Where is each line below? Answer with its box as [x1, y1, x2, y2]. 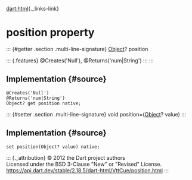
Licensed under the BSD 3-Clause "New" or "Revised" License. [6, 160, 162, 168]
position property [6, 26, 95, 39]
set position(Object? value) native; [6, 144, 100, 150]
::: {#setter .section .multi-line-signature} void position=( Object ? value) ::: [6, 110, 187, 118]
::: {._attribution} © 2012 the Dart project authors [6, 154, 125, 161]
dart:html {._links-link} [6, 5, 60, 12]
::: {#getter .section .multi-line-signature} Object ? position [6, 45, 148, 52]
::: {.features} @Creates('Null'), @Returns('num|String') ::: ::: [6, 56, 154, 64]
